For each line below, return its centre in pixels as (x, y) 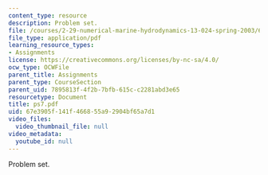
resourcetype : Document (48, 97)
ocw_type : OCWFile (39, 68)
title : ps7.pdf (33, 104)
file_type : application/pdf (55, 38)
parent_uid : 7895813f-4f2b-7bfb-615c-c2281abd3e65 (94, 89)
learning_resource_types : (51, 45)
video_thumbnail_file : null (62, 126)
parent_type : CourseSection (55, 82)
